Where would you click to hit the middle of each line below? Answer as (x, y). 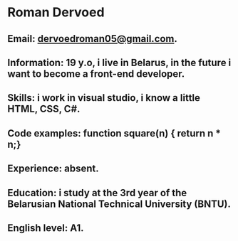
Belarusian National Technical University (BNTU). (119, 204)
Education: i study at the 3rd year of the (97, 193)
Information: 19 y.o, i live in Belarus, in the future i (119, 62)
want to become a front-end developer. (96, 74)
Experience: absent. (53, 169)
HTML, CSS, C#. (44, 109)
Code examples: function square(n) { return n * (114, 133)
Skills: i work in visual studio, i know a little (104, 98)
